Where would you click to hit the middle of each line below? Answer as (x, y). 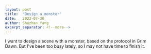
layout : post (18, 9)
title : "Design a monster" (34, 14)
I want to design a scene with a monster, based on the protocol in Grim (76, 41)
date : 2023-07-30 (25, 18)
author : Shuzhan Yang (27, 23)
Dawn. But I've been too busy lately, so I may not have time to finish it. (75, 46)
